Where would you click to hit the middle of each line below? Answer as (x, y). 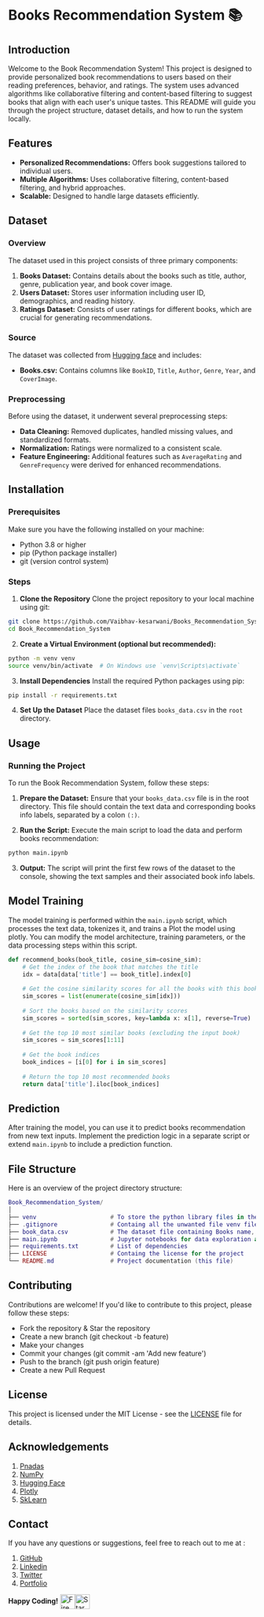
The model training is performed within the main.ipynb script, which (117, 920)
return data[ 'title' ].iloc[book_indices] (91, 1084)
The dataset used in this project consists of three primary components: (123, 260)
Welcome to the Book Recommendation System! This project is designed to (130, 69)
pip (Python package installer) (68, 553)
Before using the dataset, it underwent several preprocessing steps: (118, 416)
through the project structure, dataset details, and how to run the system (126, 110)
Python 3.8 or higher (53, 544)
